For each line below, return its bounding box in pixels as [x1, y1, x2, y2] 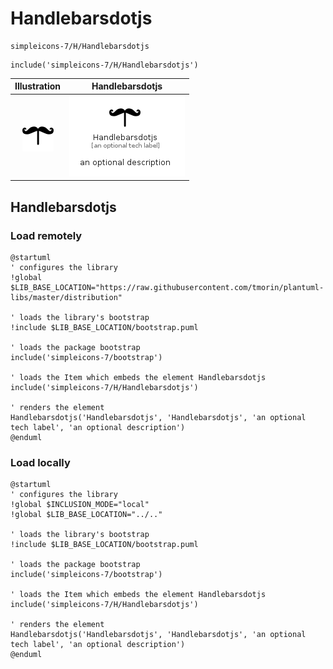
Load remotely [10, 228, 83, 242]
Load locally [10, 455, 71, 469]
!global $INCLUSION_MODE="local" [10, 500, 150, 510]
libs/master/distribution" [10, 292, 123, 302]
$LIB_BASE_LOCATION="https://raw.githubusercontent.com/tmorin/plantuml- [10, 282, 325, 292]
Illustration [14, 80, 62, 92]
